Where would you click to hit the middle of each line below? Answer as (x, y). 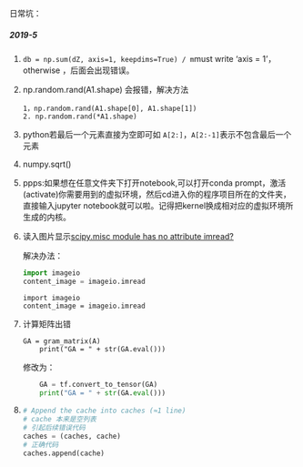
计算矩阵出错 (46, 324)
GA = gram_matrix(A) (61, 341)
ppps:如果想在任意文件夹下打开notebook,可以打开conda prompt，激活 (154, 183)
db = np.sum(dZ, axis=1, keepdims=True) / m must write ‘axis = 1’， (149, 58)
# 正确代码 (40, 444)
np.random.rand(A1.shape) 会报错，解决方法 (106, 89)
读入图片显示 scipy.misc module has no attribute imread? (128, 236)
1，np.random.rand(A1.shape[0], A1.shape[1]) (110, 108)
